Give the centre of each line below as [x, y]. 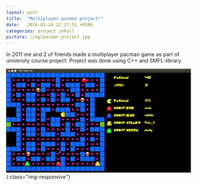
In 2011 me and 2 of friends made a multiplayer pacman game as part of [93, 54]
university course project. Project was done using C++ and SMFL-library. [94, 61]
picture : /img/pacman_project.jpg [48, 37]
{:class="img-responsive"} [38, 177]
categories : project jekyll [40, 31]
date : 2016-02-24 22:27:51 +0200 [50, 25]
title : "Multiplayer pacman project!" [55, 18]
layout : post [22, 12]
